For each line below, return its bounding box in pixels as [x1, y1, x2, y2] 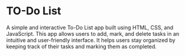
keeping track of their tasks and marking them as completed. [6, 43, 157, 50]
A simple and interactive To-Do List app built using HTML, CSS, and [6, 24, 174, 31]
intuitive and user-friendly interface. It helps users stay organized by [6, 36, 176, 43]
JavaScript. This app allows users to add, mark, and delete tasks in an [6, 30, 180, 37]
